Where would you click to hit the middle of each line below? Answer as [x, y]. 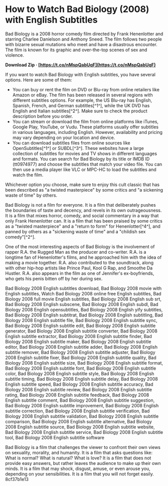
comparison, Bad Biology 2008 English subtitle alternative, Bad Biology [78, 421]
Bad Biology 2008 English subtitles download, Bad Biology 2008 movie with [83, 288]
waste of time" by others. [31, 195]
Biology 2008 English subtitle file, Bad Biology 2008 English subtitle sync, [81, 320]
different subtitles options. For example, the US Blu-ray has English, [82, 100]
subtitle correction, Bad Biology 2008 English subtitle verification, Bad [77, 411]
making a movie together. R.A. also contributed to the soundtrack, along [79, 262]
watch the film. [28, 175]
